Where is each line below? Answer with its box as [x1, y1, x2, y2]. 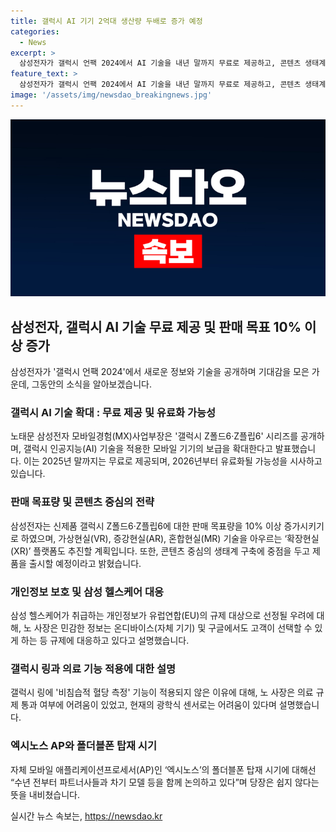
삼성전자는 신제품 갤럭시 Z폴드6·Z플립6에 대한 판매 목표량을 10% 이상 [10, 520, 282, 532]
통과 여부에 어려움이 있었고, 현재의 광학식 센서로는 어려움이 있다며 [20, 699, 277, 711]
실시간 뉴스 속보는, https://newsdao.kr [10, 810, 163, 822]
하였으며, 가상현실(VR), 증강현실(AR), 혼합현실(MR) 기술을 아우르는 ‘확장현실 [20, 532, 320, 544]
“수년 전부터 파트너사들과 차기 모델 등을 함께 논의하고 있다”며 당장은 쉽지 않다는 [10, 776, 320, 788]
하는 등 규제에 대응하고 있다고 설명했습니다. [20, 634, 190, 646]
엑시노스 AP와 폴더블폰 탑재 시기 [10, 739, 157, 753]
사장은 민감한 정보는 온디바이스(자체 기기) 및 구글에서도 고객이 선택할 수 [33, 621, 313, 634]
